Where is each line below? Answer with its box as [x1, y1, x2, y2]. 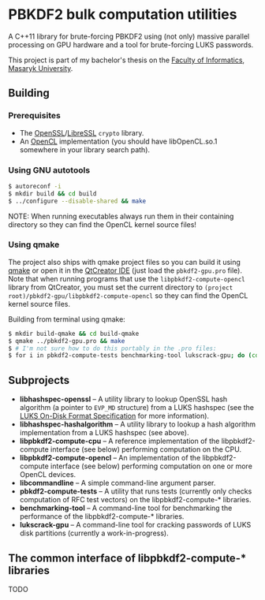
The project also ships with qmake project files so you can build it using [8, 257, 241, 266]
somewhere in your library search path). [19, 144, 151, 155]
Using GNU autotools [8, 164, 91, 175]
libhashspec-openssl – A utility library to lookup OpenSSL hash [19, 394, 228, 404]
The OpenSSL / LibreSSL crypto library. [19, 128, 144, 137]
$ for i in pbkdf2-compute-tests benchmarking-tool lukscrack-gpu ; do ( [8, 352, 252, 360]
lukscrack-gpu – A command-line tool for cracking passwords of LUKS [19, 520, 252, 530]
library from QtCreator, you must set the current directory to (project [8, 282, 233, 292]
